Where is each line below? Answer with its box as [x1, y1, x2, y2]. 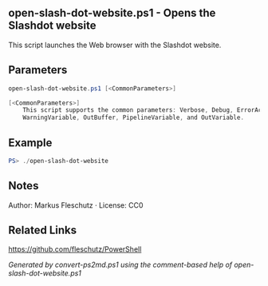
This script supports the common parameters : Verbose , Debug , [22, 106, 234, 114]
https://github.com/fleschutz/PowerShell [8, 244, 142, 254]
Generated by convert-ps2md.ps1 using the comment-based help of [8, 260, 233, 270]
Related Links [8, 224, 77, 237]
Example [8, 136, 53, 149]
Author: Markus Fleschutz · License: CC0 [8, 200, 144, 210]
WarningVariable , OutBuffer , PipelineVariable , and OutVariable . [22, 113, 245, 122]
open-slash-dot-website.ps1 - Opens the [8, 6, 216, 20]
